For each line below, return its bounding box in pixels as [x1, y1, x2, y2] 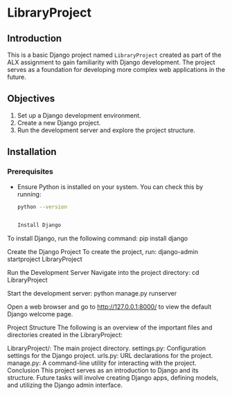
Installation [7, 146, 57, 158]
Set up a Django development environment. [17, 111, 141, 119]
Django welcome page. [7, 310, 73, 318]
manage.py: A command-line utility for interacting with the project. [7, 359, 197, 368]
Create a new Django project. [17, 118, 101, 127]
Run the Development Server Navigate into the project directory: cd [7, 269, 199, 277]
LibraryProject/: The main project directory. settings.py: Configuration [7, 344, 206, 352]
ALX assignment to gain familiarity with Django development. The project [7, 58, 216, 66]
